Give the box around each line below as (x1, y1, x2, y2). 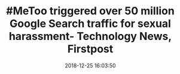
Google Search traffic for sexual (10, 17, 171, 30)
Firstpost (67, 42, 114, 56)
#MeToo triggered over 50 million (5, 4, 175, 18)
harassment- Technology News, (8, 30, 172, 43)
